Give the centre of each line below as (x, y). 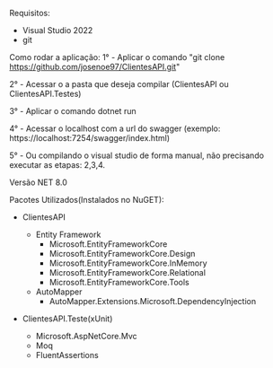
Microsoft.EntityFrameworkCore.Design (122, 254)
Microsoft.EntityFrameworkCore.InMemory (128, 263)
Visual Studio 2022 (57, 30)
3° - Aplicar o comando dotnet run (73, 111)
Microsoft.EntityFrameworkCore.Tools (119, 282)
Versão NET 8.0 (38, 182)
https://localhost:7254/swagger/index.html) (90, 138)
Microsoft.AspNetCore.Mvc (86, 336)
